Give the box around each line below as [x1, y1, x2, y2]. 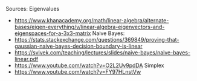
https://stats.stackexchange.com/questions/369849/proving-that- [14, 36, 179, 43]
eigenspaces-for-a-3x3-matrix [14, 30, 91, 37]
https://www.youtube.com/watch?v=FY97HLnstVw [14, 68, 141, 75]
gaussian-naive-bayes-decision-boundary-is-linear [14, 42, 143, 50]
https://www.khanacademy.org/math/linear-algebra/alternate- [14, 17, 169, 24]
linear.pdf [14, 56, 39, 62]
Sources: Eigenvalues [5, 5, 60, 12]
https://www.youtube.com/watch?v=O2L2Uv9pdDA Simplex [14, 62, 164, 69]
